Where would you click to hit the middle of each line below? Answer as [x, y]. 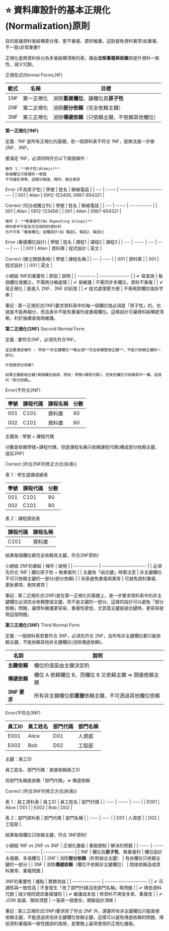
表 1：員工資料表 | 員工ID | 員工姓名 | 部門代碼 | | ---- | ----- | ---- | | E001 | [82, 802]
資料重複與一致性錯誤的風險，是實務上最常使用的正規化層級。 [73, 923]
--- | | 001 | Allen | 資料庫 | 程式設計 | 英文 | [58, 248]
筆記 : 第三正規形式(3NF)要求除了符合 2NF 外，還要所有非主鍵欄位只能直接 [82, 911]
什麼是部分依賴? [20, 365]
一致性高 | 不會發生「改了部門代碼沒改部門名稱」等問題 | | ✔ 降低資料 [90, 887]
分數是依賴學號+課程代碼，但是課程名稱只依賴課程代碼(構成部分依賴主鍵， [82, 447]
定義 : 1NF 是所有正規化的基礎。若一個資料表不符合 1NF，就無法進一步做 [80, 141]
